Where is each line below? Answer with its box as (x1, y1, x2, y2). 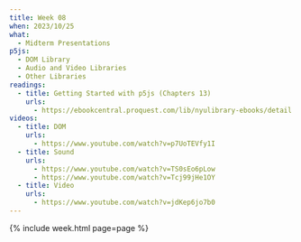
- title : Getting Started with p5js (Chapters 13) (17, 88, 212, 98)
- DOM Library (17, 55, 70, 64)
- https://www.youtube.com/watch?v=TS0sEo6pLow (32, 164, 216, 173)
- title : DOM (17, 123, 67, 132)
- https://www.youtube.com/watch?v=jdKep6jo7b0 (32, 198, 216, 208)
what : (9, 30, 30, 39)
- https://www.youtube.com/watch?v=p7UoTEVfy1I (32, 139, 216, 148)
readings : (9, 80, 47, 89)
